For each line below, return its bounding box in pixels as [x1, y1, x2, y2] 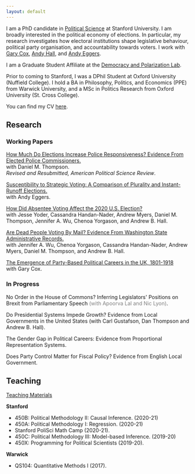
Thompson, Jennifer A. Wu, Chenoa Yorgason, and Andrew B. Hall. [6, 217, 168, 224]
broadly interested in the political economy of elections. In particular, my [6, 31, 181, 38]
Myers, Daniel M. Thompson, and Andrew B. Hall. [6, 248, 125, 255]
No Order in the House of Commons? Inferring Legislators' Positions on [6, 293, 179, 300]
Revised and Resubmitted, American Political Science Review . [6, 170, 156, 177]
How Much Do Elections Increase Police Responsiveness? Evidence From [6, 151, 184, 158]
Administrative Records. [6, 235, 64, 242]
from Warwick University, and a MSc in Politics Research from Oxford [6, 85, 174, 92]
